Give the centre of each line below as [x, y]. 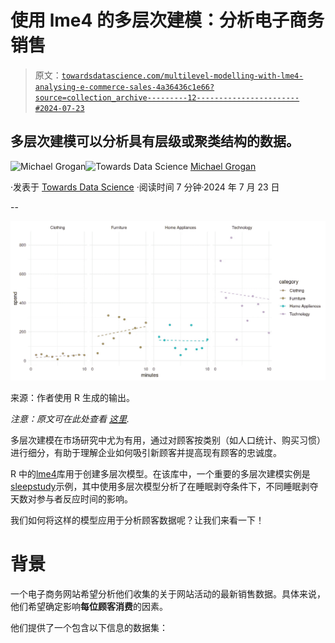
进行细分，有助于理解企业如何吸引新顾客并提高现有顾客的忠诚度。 [146, 453]
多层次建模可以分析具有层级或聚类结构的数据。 [155, 141]
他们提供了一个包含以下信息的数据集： [89, 628]
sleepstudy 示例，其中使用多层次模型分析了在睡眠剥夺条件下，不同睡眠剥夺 [164, 487]
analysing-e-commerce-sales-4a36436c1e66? [124, 87]
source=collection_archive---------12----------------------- [167, 97]
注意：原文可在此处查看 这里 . [70, 419]
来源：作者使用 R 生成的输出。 [72, 398]
